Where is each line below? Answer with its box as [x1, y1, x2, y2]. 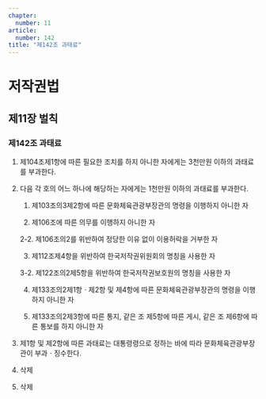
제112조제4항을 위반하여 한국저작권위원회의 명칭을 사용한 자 [31, 251, 216, 260]
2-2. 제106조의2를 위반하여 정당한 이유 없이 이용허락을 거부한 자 [19, 235, 218, 244]
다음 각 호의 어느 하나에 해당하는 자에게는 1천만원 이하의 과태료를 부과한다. [19, 184, 249, 193]
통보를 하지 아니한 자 [40, 322, 104, 331]
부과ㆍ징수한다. [34, 348, 82, 358]
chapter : [8, 11, 37, 20]
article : [8, 26, 37, 34]
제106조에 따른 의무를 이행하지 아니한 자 [31, 217, 156, 227]
